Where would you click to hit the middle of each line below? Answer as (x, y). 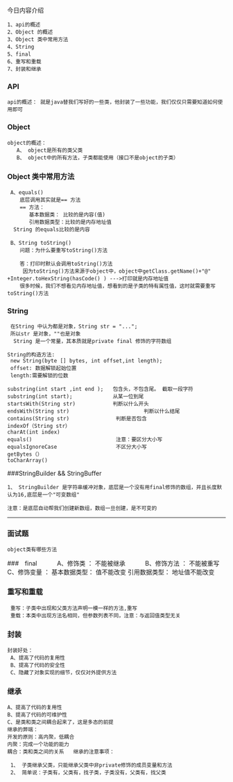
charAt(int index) (34, 432)
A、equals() (27, 192)
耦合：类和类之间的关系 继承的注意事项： (61, 752)
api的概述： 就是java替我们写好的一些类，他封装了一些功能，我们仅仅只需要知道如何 (113, 102)
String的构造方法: (31, 355)
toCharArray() (28, 461)
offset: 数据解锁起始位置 (43, 368)
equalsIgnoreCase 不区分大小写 (77, 447)
